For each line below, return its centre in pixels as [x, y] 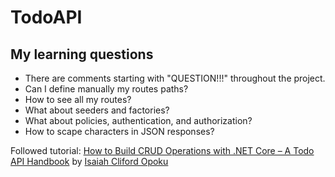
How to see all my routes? [78, 99]
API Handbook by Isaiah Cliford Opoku [89, 161]
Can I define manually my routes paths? [106, 89]
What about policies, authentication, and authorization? [138, 120]
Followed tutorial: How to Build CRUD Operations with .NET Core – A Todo [162, 150]
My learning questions [82, 54]
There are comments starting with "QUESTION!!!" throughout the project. [175, 78]
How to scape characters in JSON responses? [119, 131]
